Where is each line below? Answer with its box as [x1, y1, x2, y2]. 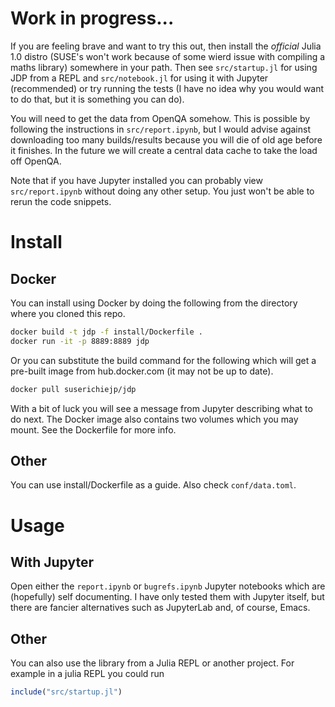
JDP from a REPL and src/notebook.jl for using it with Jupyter [10, 72, 269, 84]
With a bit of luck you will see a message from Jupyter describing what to [10, 402, 313, 414]
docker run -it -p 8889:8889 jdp [10, 336, 150, 346]
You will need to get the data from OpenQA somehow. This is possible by [10, 112, 311, 124]
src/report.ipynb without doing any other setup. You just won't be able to [10, 185, 315, 197]
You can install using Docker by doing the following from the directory [10, 297, 298, 309]
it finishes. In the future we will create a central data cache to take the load [10, 144, 318, 156]
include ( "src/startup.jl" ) [10, 687, 123, 697]
